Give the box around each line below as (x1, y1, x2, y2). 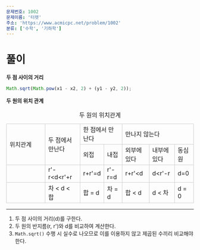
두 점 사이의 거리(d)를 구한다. (14, 215, 83, 223)
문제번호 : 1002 (6, 8, 39, 15)
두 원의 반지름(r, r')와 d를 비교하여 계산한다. (14, 223, 116, 230)
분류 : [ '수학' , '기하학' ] (6, 25, 62, 32)
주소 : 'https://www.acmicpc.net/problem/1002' (6, 20, 121, 26)
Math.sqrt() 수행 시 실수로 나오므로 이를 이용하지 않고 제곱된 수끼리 (14, 230, 173, 237)
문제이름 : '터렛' (6, 14, 42, 20)
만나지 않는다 (124, 130, 160, 138)
